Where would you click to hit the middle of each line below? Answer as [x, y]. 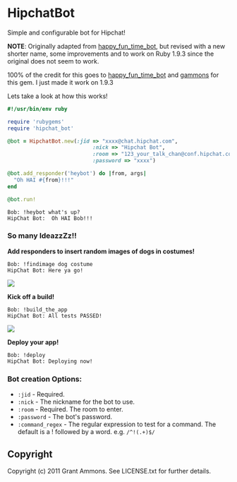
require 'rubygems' [36, 121]
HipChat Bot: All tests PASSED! [55, 315]
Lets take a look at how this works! [57, 96]
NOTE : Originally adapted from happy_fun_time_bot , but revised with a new [116, 46]
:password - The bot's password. [65, 417]
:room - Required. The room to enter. [70, 409]
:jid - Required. [41, 394]
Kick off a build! [31, 296]
